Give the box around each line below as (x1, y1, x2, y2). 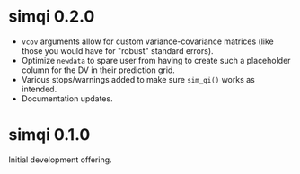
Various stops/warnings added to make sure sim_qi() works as (21, 74, 255, 84)
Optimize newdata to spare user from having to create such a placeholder (21, 55, 291, 65)
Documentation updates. (21, 92, 113, 104)
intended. (21, 83, 57, 94)
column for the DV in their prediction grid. (21, 65, 176, 75)
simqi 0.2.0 (8, 6, 95, 27)
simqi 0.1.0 (8, 125, 91, 145)
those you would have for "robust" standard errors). (21, 45, 214, 56)
